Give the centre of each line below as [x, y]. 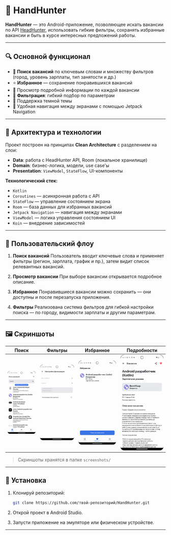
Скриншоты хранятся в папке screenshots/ [64, 460]
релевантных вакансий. [38, 267]
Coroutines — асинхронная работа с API [56, 196]
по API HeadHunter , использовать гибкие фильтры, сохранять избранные [85, 30]
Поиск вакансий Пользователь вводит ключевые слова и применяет [88, 256]
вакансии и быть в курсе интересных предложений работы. [71, 35]
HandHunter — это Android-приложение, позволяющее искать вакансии [84, 24]
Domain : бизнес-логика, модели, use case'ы [61, 165]
